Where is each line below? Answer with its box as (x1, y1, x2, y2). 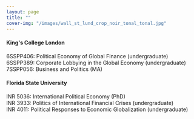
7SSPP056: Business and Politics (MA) (6, 65, 103, 73)
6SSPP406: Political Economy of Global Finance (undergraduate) (6, 52, 169, 59)
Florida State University (6, 80, 67, 87)
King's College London (6, 39, 65, 46)
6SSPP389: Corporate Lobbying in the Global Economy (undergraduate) (6, 59, 186, 66)
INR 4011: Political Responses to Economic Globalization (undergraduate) (6, 106, 189, 113)
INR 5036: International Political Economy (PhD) (6, 92, 125, 100)
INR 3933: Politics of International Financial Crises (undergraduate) (6, 99, 174, 106)
